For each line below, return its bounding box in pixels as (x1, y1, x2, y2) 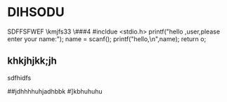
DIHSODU (7, 4, 65, 20)
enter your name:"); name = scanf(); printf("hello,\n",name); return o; (7, 34, 207, 43)
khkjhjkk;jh (7, 55, 58, 67)
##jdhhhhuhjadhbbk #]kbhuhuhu (7, 87, 103, 95)
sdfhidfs (7, 73, 32, 82)
